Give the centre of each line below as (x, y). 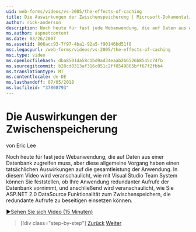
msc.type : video (26, 55)
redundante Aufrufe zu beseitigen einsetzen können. (69, 200)
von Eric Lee (21, 145)
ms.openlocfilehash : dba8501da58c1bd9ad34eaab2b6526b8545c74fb (85, 60)
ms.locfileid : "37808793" (37, 88)
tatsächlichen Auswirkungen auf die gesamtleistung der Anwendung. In (92, 169)
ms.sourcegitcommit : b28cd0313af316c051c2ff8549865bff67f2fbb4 (85, 66)
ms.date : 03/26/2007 (31, 39)
